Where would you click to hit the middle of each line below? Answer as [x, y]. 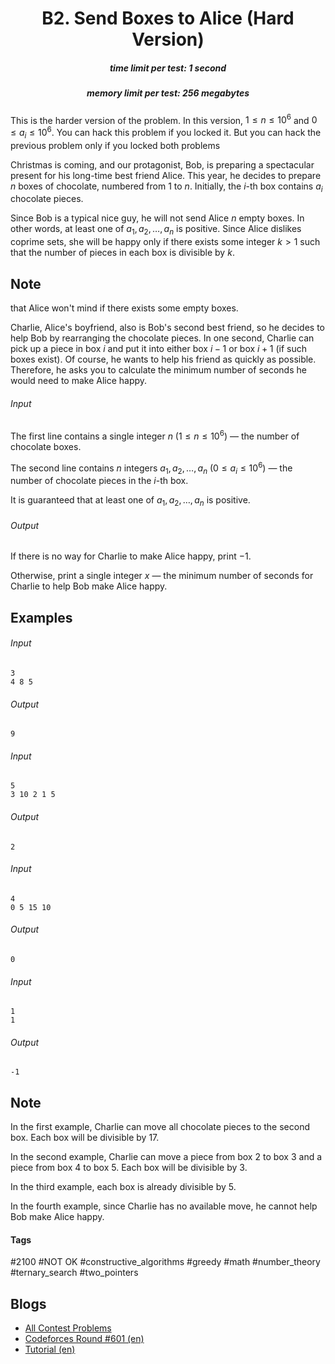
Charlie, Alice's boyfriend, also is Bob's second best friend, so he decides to [167, 328]
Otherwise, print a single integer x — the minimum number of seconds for [162, 576]
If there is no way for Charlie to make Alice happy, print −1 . [131, 556]
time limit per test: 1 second [168, 68]
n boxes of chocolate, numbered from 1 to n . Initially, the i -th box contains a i [166, 187]
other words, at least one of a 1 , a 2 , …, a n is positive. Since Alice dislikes [156, 230]
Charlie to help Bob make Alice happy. [89, 586]
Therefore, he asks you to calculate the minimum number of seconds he [158, 370]
